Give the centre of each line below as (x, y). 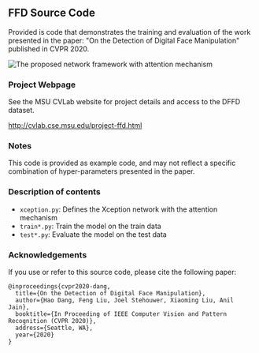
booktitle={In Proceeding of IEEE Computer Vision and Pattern (121, 314)
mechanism (38, 217)
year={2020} (35, 335)
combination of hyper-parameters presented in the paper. (102, 171)
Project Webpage (42, 84)
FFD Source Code (52, 13)
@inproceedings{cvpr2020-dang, (59, 287)
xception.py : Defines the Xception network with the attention (118, 209)
